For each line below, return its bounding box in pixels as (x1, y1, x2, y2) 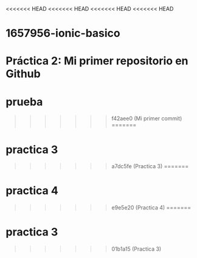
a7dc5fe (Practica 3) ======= (111, 163, 189, 170)
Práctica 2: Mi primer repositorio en (5, 54, 188, 68)
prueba (5, 95, 43, 109)
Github (5, 67, 41, 81)
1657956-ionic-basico (5, 27, 121, 40)
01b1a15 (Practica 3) (111, 245, 162, 253)
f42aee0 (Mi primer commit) (111, 115, 182, 122)
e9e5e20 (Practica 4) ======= (111, 204, 192, 211)
